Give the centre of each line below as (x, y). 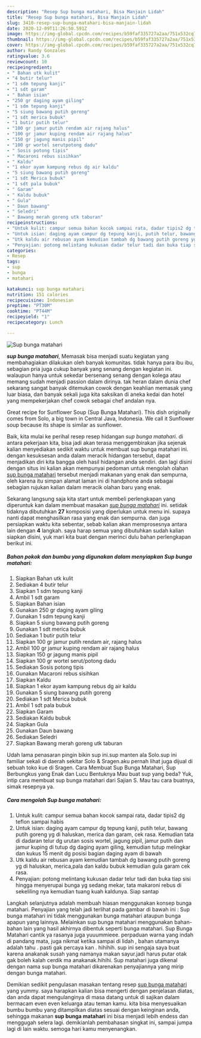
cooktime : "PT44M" (30, 311)
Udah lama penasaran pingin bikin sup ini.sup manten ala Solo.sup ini (92, 755)
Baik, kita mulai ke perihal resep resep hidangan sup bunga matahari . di (95, 436)
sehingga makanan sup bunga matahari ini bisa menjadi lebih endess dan (98, 1016)
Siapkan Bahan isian (40, 603)
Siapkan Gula (32, 724)
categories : (21, 251)
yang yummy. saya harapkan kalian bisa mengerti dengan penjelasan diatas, (101, 991)
